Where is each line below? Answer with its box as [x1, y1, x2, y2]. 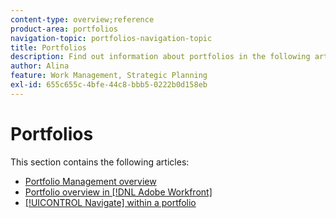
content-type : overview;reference [10, 14, 155, 25]
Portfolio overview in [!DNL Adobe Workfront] [24, 186, 213, 198]
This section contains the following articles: [10, 156, 190, 168]
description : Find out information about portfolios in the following [10, 52, 311, 62]
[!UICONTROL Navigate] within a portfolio [24, 196, 197, 208]
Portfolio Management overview [24, 175, 157, 187]
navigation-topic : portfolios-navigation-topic [10, 33, 213, 43]
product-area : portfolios [10, 24, 118, 34]
